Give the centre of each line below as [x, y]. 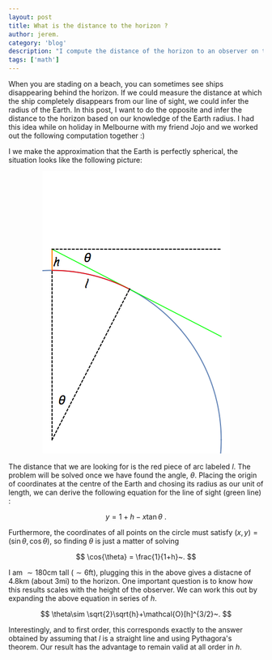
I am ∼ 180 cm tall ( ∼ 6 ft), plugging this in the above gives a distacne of [130, 572]
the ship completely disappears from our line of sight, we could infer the [129, 101]
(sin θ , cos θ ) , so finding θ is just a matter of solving [94, 541]
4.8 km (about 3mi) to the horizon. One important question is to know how [131, 581]
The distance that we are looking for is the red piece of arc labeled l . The [130, 467]
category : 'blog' [38, 43]
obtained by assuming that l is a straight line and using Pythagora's [120, 638]
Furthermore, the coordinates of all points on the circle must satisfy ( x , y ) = [133, 532]
